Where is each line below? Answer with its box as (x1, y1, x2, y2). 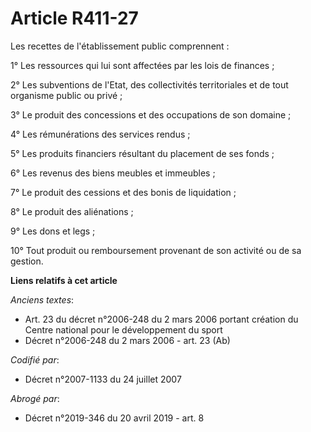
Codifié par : (10, 353, 60, 366)
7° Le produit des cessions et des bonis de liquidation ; (10, 186, 237, 198)
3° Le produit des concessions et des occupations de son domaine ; (10, 108, 292, 121)
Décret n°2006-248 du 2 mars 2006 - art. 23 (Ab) (24, 334, 231, 346)
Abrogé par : (10, 392, 60, 404)
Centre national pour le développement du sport (24, 323, 223, 336)
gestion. (10, 255, 44, 267)
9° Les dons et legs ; (10, 225, 96, 237)
